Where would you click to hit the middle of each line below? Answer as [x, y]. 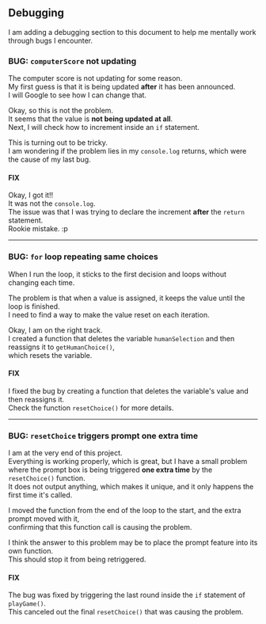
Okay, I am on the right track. [55, 330]
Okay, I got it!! [31, 195]
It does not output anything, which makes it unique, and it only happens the [131, 487]
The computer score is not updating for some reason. [95, 78]
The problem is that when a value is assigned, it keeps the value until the [127, 298]
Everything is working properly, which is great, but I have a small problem [128, 462]
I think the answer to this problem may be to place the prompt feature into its [133, 542]
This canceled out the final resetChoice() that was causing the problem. [126, 612]
